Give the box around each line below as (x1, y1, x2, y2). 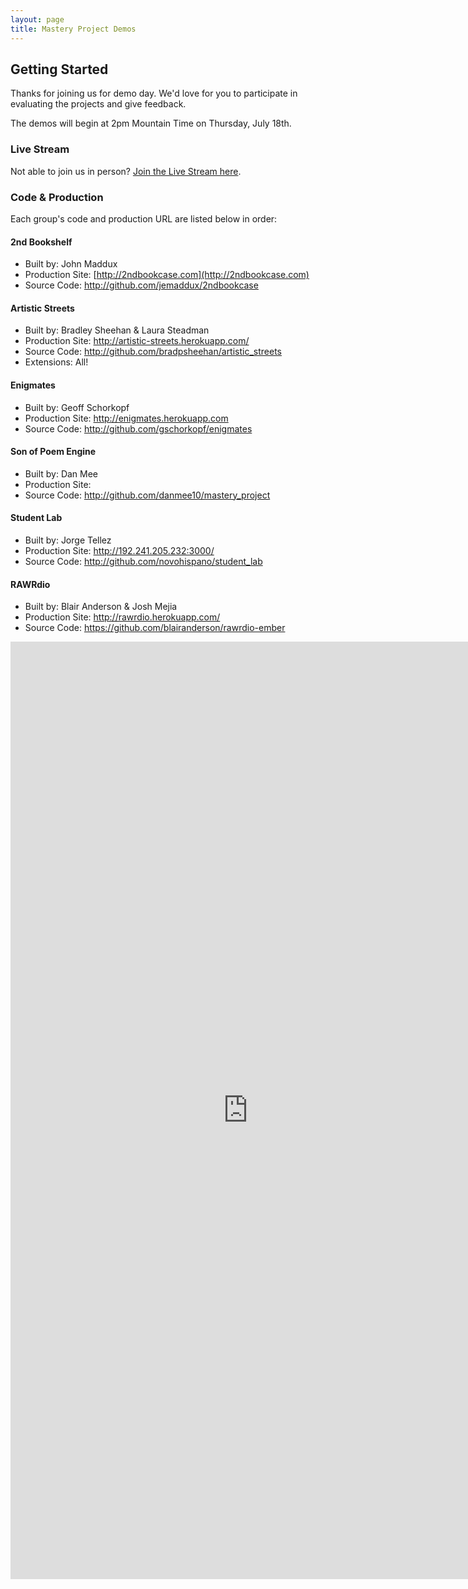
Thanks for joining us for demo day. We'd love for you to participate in (10, 87, 298, 100)
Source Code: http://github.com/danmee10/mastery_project (24, 489, 271, 501)
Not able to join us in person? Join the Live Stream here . (10, 165, 242, 177)
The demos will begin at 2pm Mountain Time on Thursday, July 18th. (10, 117, 292, 130)
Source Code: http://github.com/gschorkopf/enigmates (24, 422, 253, 435)
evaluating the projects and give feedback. (10, 98, 187, 110)
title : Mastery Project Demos (10, 24, 137, 34)
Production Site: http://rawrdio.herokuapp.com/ (24, 611, 221, 623)
